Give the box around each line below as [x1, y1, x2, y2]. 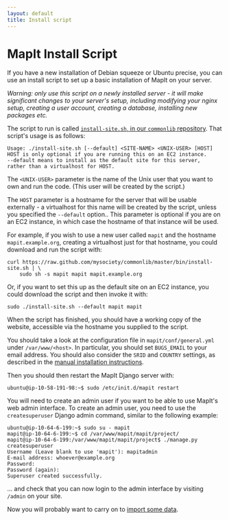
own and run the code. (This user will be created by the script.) [7, 183, 185, 191]
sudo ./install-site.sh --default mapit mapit [7, 304, 143, 310]
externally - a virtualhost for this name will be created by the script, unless [7, 203, 217, 212]
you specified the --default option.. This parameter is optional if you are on [7, 210, 221, 218]
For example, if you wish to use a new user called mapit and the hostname [7, 231, 217, 239]
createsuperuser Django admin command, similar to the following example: [7, 411, 218, 420]
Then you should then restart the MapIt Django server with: [7, 372, 175, 380]
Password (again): [7, 466, 60, 474]
